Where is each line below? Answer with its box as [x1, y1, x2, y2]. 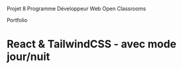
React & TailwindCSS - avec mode [7, 37, 177, 51]
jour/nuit [7, 50, 50, 64]
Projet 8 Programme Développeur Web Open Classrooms [7, 5, 146, 12]
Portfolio [7, 17, 28, 23]
